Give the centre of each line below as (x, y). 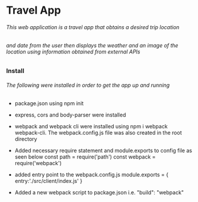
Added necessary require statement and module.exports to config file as (103, 151)
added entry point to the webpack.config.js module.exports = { (92, 175)
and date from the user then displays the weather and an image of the (92, 46)
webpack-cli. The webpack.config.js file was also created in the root (98, 133)
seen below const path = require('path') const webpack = (85, 157)
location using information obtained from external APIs (73, 52)
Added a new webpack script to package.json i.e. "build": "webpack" (99, 192)
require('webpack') (38, 163)
